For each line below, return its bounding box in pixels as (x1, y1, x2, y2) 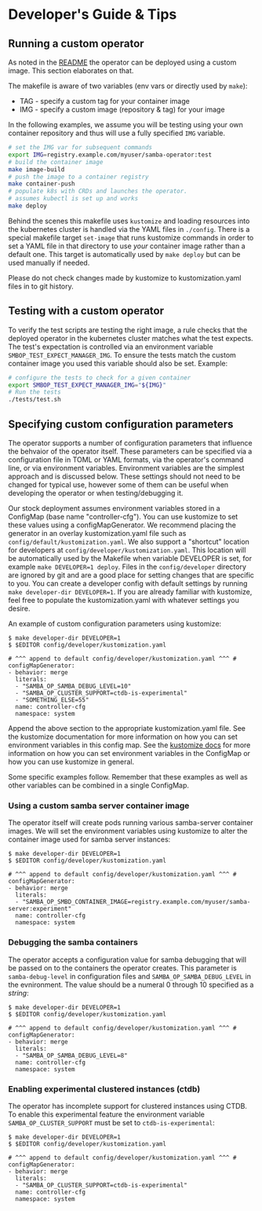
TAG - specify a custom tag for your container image (19, 97, 190, 105)
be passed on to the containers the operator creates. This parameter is (8, 963, 237, 972)
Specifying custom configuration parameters (8, 417, 234, 431)
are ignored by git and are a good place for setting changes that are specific (8, 571, 255, 579)
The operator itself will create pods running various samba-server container (8, 818, 253, 828)
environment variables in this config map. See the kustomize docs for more (8, 740, 251, 750)
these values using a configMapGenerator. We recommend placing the (8, 520, 237, 530)
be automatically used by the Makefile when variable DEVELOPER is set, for (8, 554, 253, 563)
